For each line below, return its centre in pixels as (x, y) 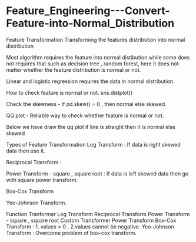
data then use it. (26, 151)
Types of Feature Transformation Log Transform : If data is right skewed (93, 144)
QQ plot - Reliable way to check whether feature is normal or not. (85, 115)
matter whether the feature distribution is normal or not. (74, 69)
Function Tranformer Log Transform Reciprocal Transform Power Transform (98, 214)
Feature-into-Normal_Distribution (90, 23)
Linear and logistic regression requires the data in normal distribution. (90, 81)
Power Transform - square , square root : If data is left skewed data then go (97, 173)
